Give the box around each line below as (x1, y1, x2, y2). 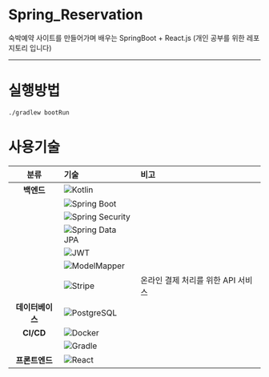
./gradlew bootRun (8, 108, 70, 117)
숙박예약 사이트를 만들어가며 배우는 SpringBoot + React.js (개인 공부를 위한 (8, 33, 246, 42)
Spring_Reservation (8, 6, 143, 24)
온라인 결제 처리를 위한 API (140, 275, 236, 286)
